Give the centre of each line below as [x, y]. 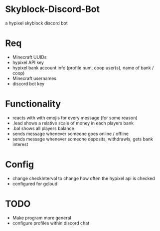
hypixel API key [28, 62]
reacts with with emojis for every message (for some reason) [75, 117]
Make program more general [42, 217]
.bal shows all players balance [43, 128]
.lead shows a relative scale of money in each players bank [73, 123]
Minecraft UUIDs [29, 57]
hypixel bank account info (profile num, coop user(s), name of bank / [83, 67]
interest [20, 144]
